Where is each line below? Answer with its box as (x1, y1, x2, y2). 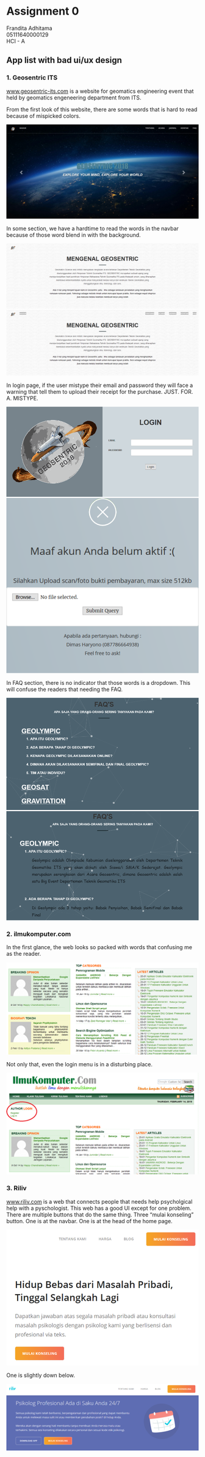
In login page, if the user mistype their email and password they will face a (6, 381, 193, 389)
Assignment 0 (6, 4, 79, 18)
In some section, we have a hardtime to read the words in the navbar (6, 225, 179, 232)
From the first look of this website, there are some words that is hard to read (6, 106, 198, 113)
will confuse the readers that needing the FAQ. (6, 685, 123, 693)
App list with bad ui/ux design (6, 55, 122, 65)
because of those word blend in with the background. (6, 231, 142, 239)
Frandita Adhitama (6, 24, 53, 32)
